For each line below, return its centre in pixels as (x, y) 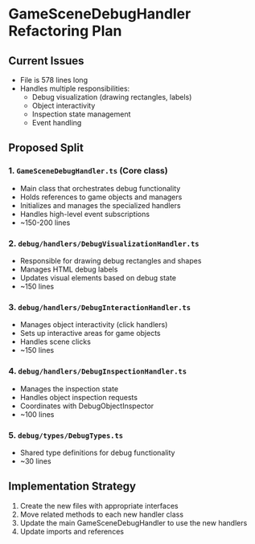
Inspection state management (81, 114)
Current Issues (46, 61)
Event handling (57, 123)
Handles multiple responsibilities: (75, 88)
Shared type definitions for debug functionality (97, 452)
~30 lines (35, 461)
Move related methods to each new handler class (101, 514)
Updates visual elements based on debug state (98, 277)
